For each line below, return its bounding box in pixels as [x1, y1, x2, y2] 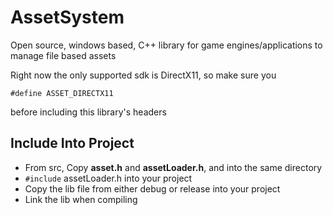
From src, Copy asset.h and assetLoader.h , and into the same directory [24, 161, 323, 173]
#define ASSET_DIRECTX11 [10, 88, 114, 98]
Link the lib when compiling [24, 193, 138, 205]
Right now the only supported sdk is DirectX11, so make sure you [10, 69, 277, 81]
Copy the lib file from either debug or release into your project [24, 182, 281, 195]
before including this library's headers [10, 106, 167, 118]
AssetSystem [10, 6, 125, 29]
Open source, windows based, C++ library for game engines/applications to [10, 39, 323, 51]
